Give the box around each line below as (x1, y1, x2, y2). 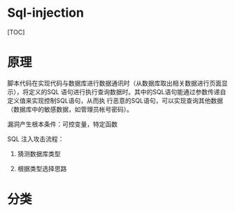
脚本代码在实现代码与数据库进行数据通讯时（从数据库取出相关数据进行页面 (7, 79, 222, 87)
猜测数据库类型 (17, 149, 61, 158)
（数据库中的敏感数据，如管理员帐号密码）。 (7, 105, 133, 113)
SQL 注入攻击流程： (7, 135, 64, 143)
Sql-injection (7, 5, 84, 21)
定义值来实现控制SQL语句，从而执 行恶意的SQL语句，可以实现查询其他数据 (7, 96, 224, 105)
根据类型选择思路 (17, 164, 67, 172)
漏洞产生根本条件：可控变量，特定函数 (7, 120, 117, 128)
